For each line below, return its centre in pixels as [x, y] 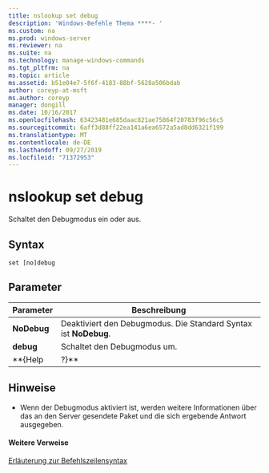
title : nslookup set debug [53, 16]
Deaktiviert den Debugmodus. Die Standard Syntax [156, 323]
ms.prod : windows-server [50, 38]
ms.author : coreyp [39, 98]
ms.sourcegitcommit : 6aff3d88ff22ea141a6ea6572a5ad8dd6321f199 [116, 127]
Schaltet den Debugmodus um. [119, 346]
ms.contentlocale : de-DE [50, 142]
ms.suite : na [30, 53]
